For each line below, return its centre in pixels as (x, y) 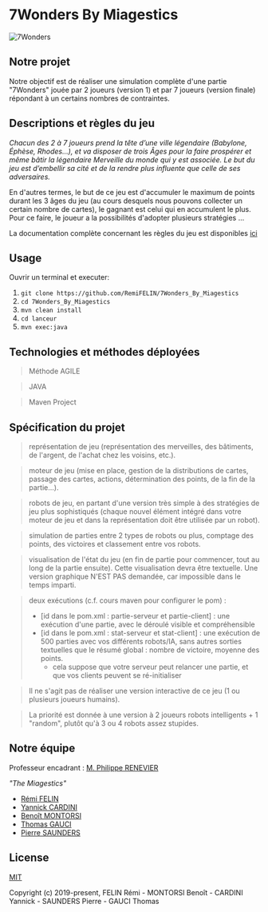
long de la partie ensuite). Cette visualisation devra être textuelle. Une (143, 568)
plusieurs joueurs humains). (74, 699)
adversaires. (30, 177)
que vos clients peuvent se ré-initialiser (117, 675)
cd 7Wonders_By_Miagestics (65, 302)
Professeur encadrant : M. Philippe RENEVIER (84, 767)
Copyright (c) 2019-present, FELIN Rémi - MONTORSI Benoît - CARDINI (126, 892)
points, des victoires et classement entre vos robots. (115, 544)
